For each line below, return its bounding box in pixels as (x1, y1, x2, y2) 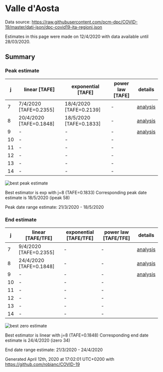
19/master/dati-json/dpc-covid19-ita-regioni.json (5, 24, 103, 30)
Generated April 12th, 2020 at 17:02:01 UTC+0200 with (5, 356, 115, 362)
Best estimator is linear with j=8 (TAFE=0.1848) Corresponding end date (5, 332, 149, 338)
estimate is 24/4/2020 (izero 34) (5, 337, 70, 343)
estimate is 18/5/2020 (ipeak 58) (5, 195, 70, 201)
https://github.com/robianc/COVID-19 (5, 361, 80, 367)
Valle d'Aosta (5, 3, 60, 14)
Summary (5, 53, 35, 61)
